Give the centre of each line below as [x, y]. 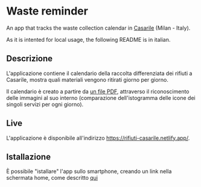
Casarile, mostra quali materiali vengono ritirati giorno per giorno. [88, 79]
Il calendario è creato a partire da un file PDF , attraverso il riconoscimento [98, 91]
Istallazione [29, 156]
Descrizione [30, 59]
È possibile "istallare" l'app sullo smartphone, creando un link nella [89, 171]
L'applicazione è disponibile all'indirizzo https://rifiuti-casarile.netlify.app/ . [98, 138]
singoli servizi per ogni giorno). [45, 104]
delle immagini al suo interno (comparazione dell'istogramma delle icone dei [101, 97]
